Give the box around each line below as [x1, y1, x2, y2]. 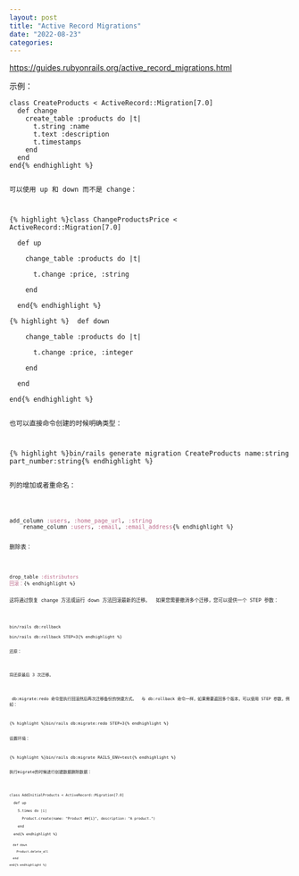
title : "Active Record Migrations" [9, 21, 142, 30]
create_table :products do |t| [25, 114, 142, 123]
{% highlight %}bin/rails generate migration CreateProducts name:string [9, 448, 290, 458]
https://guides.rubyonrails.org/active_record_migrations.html [9, 63, 232, 73]
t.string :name [32, 122, 90, 131]
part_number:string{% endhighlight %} [9, 456, 154, 465]
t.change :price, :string [32, 270, 129, 279]
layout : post [9, 13, 58, 22]
